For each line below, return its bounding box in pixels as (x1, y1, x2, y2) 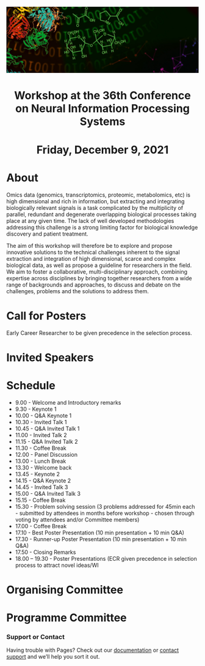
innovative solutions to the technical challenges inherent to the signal (6, 249, 180, 256)
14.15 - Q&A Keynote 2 (15, 477, 71, 484)
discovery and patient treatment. (6, 230, 88, 238)
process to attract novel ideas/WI (15, 561, 99, 569)
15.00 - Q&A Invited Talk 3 (15, 490, 81, 497)
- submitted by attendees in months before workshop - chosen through (15, 509, 195, 517)
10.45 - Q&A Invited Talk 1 (15, 425, 80, 432)
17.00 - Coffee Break (15, 522, 67, 529)
